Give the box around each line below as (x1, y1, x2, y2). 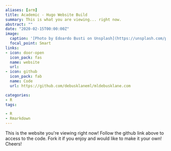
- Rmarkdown (5, 116, 31, 121)
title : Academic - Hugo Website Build (5, 12, 88, 17)
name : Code (10, 79, 33, 84)
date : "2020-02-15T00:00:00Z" (5, 27, 70, 32)
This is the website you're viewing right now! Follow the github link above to (5, 130, 164, 136)
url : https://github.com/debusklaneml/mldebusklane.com (10, 83, 131, 88)
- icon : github (5, 69, 38, 74)
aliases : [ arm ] (5, 7, 38, 13)
